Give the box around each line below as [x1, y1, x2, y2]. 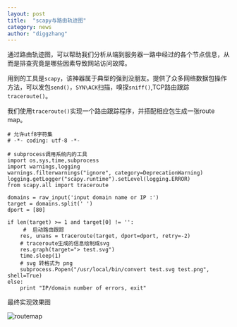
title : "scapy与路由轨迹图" [7, 17, 87, 24]
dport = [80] [7, 206, 46, 214]
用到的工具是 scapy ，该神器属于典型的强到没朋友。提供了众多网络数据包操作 [7, 74, 227, 83]
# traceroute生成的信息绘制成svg [20, 240, 110, 247]
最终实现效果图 [7, 298, 51, 307]
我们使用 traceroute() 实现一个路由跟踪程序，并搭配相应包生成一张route [7, 107, 215, 115]
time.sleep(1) [20, 252, 61, 260]
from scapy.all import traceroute [7, 182, 109, 189]
